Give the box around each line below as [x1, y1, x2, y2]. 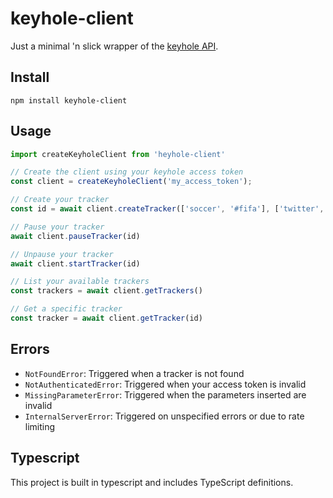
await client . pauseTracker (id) [10, 231, 141, 241]
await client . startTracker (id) [10, 258, 141, 269]
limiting [24, 420, 56, 432]
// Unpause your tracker [10, 249, 114, 259]
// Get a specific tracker [10, 304, 123, 314]
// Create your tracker [10, 195, 110, 205]
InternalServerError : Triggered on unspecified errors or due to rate [24, 410, 305, 422]
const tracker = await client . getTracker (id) [10, 313, 203, 324]
